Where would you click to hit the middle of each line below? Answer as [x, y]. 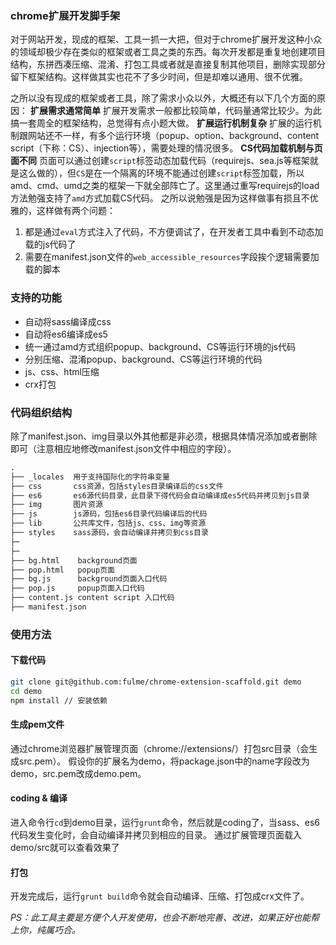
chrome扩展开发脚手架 [65, 15]
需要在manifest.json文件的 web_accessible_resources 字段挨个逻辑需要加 [172, 257]
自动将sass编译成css [68, 321]
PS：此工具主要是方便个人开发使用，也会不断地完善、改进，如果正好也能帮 [165, 918]
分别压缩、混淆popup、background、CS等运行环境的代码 [143, 359]
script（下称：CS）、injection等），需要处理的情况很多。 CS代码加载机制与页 [166, 148]
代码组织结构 [41, 412]
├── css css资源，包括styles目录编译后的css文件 [117, 486]
